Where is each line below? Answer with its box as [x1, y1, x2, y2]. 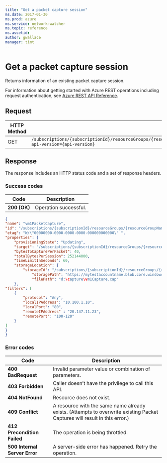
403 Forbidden [7, 383, 44, 390]
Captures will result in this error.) [53, 414, 129, 421]
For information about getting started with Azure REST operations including [5, 87, 159, 93]
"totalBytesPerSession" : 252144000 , [14, 253, 90, 259]
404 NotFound [7, 394, 43, 401]
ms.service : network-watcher [5, 21, 66, 26]
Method [7, 128, 27, 135]
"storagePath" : [31, 272, 64, 277]
